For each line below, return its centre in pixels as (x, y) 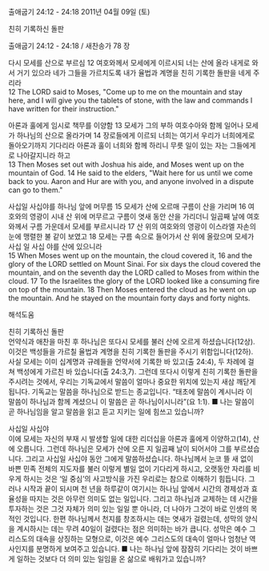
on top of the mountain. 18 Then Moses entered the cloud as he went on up (132, 290)
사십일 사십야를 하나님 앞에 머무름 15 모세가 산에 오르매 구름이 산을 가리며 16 (127, 206)
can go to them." (36, 190)
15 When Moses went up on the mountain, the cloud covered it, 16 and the (130, 255)
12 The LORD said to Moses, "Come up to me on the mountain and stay (125, 92)
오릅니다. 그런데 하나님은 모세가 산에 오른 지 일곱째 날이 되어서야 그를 (124, 448)
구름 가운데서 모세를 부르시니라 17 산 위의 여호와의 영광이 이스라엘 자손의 (143, 226)
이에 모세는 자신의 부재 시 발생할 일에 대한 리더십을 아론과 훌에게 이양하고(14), (130, 438)
